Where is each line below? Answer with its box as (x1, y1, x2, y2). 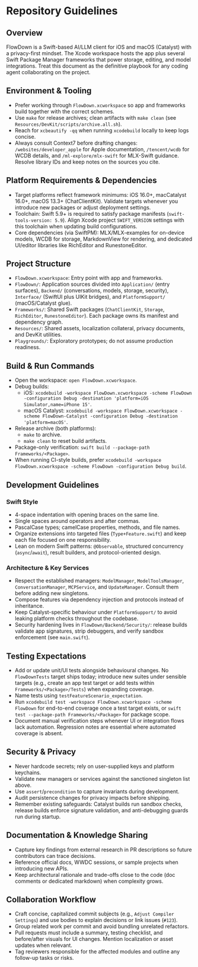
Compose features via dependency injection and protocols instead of (14, 596, 184, 603)
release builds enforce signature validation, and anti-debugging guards (14, 806, 189, 813)
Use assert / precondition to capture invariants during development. (14, 787, 180, 795)
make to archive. (23, 431, 62, 438)
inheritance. (14, 602, 44, 609)
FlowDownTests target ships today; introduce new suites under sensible (14, 673, 187, 680)
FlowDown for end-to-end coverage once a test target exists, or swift (14, 704, 182, 712)
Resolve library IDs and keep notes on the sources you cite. (14, 158, 160, 165)
